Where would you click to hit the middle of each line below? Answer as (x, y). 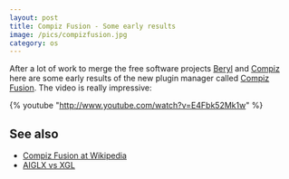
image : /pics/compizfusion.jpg (68, 34)
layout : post (34, 18)
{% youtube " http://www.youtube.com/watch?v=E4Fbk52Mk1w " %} (136, 106)
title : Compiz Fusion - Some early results (93, 26)
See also (34, 133)
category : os (34, 43)
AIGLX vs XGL (48, 165)
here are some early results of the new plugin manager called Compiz (140, 79)
